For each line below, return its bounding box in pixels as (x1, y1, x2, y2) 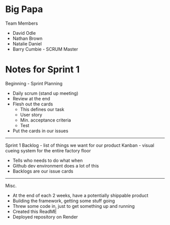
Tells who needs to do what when (12, 157, 83, 163)
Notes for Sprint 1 (5, 64, 80, 75)
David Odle (12, 30, 36, 36)
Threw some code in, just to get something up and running (12, 203, 135, 209)
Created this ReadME (12, 208, 57, 214)
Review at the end (12, 95, 51, 101)
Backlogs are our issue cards (12, 168, 73, 174)
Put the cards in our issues (12, 128, 68, 134)
